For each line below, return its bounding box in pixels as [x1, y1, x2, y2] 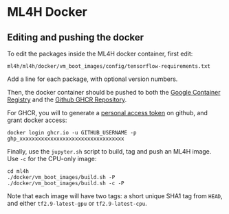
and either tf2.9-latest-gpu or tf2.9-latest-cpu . [7, 200, 148, 207]
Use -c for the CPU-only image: [7, 155, 97, 163]
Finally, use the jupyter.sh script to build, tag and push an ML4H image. [7, 147, 212, 155]
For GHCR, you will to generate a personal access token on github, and [7, 109, 208, 117]
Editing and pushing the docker [7, 32, 144, 43]
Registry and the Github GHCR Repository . [7, 95, 127, 104]
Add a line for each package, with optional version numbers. [7, 75, 178, 83]
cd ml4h [7, 168, 30, 175]
